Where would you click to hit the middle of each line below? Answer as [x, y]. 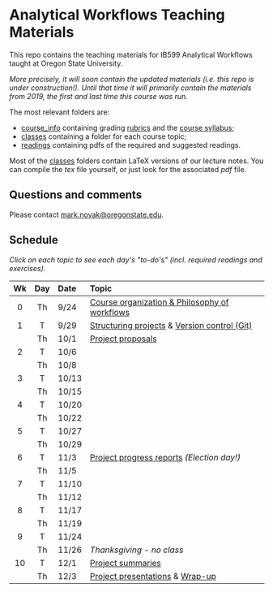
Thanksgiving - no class [136, 550]
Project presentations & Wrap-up [153, 576]
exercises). [28, 268]
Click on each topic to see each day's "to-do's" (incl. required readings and [136, 259]
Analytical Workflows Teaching [117, 15]
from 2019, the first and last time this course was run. [99, 96]
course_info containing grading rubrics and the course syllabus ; [128, 127]
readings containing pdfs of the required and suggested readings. [131, 145]
